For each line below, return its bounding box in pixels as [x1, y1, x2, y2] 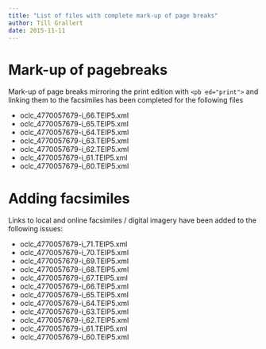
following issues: [8, 224, 64, 234]
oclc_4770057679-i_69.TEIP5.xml [19, 256, 129, 266]
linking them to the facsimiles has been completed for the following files [8, 95, 244, 105]
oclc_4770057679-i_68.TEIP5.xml [19, 265, 129, 274]
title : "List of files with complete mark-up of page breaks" [8, 11, 218, 20]
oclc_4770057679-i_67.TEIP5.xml [19, 273, 129, 283]
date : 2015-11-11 [8, 26, 66, 34]
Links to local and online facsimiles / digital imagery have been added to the [8, 215, 256, 225]
